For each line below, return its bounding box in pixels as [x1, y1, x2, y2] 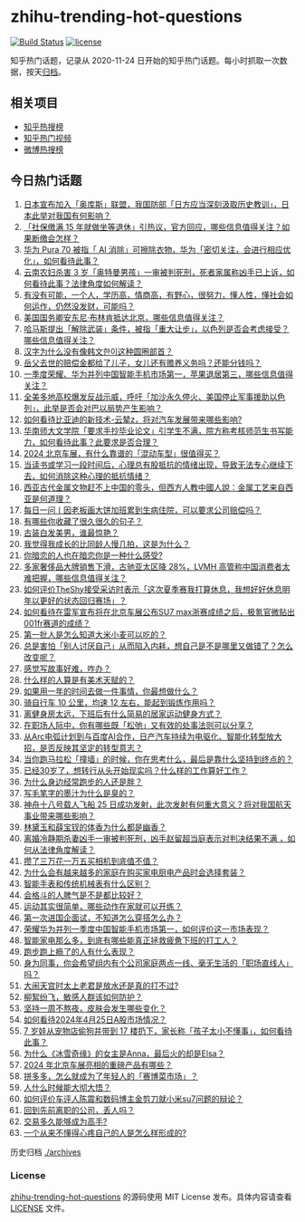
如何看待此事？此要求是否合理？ [39, 437, 159, 447]
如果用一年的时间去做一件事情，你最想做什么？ [23, 686, 198, 697]
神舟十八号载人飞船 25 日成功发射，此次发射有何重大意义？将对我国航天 [23, 799, 292, 810]
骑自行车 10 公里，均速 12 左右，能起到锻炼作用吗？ [23, 697, 216, 707]
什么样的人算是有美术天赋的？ [23, 674, 135, 685]
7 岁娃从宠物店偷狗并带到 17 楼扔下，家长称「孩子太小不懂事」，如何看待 [23, 1025, 293, 1036]
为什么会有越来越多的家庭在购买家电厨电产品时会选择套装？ [23, 867, 246, 878]
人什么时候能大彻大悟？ [23, 1082, 111, 1092]
